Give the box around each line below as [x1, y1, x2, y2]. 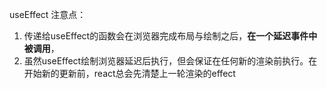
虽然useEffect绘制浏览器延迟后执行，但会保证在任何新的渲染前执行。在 [23, 55, 318, 67]
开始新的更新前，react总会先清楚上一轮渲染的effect [23, 68, 236, 79]
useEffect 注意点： [9, 9, 87, 20]
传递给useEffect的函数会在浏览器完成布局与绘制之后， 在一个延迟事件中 [23, 30, 318, 42]
